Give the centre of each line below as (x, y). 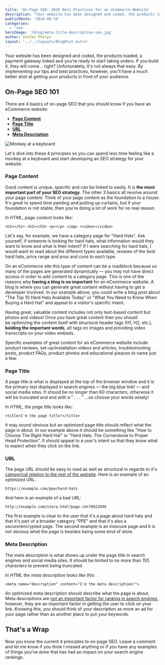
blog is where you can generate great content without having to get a (75, 287)
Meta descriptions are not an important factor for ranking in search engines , (82, 598)
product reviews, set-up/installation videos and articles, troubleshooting (78, 347)
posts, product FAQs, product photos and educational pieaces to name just (81, 353)
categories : (17, 23)
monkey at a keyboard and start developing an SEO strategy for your (74, 158)
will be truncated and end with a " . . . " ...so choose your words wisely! (77, 397)
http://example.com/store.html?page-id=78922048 (56, 507)
